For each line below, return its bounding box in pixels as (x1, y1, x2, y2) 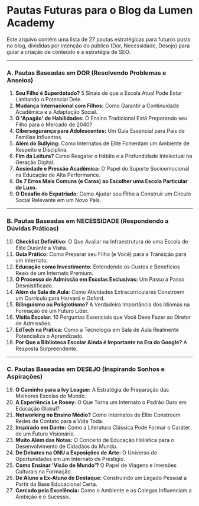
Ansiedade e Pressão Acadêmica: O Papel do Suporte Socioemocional (15, 165, 190, 172)
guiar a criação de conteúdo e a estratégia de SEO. (6, 48, 131, 55)
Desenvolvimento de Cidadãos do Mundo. (15, 443, 118, 450)
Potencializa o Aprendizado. (15, 332, 84, 340)
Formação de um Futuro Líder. (15, 307, 89, 314)
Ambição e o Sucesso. (15, 493, 70, 500)
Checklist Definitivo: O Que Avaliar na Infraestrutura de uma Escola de (15, 238, 188, 245)
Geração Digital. (15, 159, 55, 166)
